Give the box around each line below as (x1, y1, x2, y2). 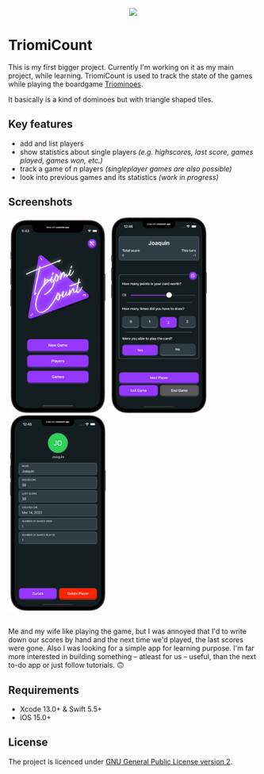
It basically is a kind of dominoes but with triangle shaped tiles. (8, 94, 214, 104)
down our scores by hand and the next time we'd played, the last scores (8, 635, 244, 645)
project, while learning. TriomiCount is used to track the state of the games (8, 71, 253, 80)
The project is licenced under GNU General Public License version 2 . (8, 757, 233, 766)
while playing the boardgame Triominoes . (8, 79, 143, 89)
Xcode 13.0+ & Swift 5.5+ (19, 704, 103, 714)
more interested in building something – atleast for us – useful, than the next (8, 652, 256, 661)
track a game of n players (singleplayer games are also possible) (19, 163, 232, 174)
